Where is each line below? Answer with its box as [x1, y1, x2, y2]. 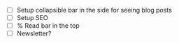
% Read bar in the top [16, 21, 80, 30]
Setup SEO [16, 14, 48, 22]
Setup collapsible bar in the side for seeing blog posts [16, 6, 172, 14]
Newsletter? [16, 29, 52, 37]
